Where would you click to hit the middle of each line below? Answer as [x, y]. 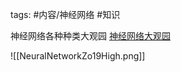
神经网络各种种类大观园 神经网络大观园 [90, 36]
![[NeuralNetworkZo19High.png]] [78, 56]
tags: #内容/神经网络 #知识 [65, 14]
